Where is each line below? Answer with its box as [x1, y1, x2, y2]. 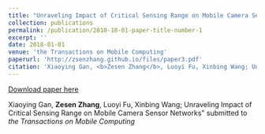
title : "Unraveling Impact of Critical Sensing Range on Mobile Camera [8, 11, 248, 20]
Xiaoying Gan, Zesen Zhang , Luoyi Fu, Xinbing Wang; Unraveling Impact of [8, 99, 252, 109]
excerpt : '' [8, 33, 47, 42]
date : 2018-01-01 [8, 41, 65, 49]
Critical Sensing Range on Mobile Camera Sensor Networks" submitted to [8, 108, 248, 117]
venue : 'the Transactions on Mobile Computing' [8, 48, 168, 56]
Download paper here [8, 84, 79, 94]
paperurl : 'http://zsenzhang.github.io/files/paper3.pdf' [8, 56, 203, 64]
